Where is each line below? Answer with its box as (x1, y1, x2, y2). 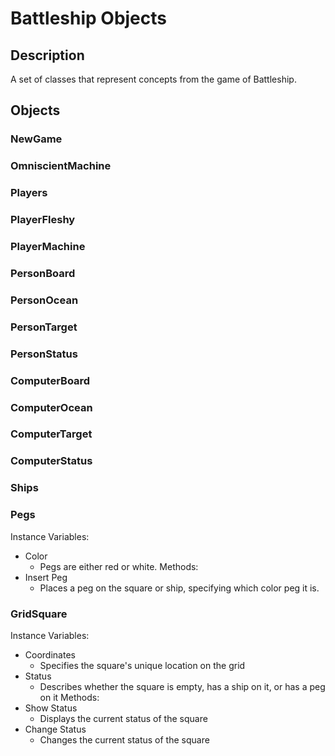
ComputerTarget (10, 427, 93, 441)
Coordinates (24, 648, 76, 661)
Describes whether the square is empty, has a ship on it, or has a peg (39, 680, 326, 692)
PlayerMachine (10, 240, 86, 253)
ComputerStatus (10, 454, 93, 468)
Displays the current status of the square (39, 712, 208, 724)
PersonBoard (10, 266, 76, 280)
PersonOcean (10, 293, 79, 307)
